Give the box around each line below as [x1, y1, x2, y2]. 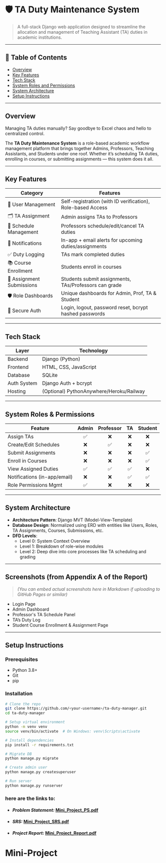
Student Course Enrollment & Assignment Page [12, 622, 109, 628]
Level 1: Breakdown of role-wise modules [19, 543, 104, 549]
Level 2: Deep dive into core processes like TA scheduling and [19, 548, 147, 554]
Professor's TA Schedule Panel [12, 611, 76, 617]
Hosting [7, 388, 26, 395]
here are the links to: [5, 795, 55, 802]
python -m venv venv [5, 724, 48, 729]
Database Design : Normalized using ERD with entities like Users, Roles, [12, 522, 158, 528]
